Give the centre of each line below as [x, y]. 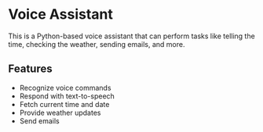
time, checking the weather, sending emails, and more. [97, 44]
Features [30, 69]
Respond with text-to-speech [67, 96]
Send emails [40, 121]
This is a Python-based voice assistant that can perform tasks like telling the [131, 36]
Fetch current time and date [64, 104]
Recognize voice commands [65, 87]
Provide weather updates [60, 112]
